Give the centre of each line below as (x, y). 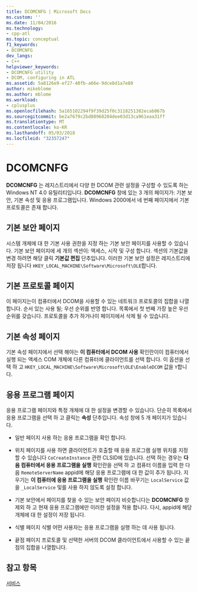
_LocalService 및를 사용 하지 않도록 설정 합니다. (77, 487)
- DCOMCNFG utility (30, 72)
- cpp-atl (18, 34)
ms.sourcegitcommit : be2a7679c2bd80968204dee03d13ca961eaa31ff (86, 116)
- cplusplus (21, 105)
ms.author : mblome (29, 94)
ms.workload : (22, 100)
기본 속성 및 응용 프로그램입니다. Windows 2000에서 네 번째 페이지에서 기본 (102, 200)
